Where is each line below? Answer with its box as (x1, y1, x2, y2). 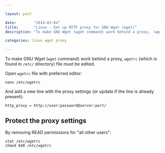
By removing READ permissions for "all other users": (5, 129, 111, 135)
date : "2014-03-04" (5, 20, 60, 25)
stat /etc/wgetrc (5, 139, 41, 144)
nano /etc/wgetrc (5, 80, 41, 85)
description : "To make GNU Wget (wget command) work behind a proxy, (5, 29, 151, 34)
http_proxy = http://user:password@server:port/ (5, 103, 107, 108)
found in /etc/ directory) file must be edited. (5, 61, 95, 67)
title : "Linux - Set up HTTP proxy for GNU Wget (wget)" (5, 25, 137, 30)
